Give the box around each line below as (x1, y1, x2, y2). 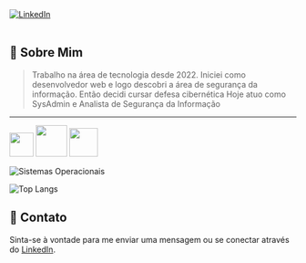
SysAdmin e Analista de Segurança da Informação (31, 98, 221, 109)
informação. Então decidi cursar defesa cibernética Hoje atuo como (31, 89, 287, 100)
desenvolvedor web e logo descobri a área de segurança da (31, 79, 258, 89)
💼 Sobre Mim (9, 45, 84, 60)
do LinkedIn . (9, 244, 56, 255)
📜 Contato (9, 210, 67, 226)
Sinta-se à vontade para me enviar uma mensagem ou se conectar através (9, 234, 290, 245)
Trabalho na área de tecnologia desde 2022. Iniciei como (31, 68, 246, 80)
